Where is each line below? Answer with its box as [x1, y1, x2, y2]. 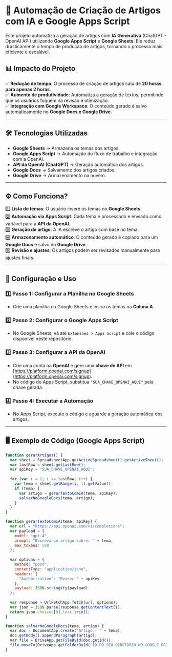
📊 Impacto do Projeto [5, 64, 76, 73]
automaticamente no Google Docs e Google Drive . [5, 109, 112, 115]
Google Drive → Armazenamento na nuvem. [12, 172, 106, 178]
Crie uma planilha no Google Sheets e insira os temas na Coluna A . [12, 304, 155, 310]
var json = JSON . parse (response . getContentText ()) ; [10, 604, 123, 610]
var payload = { [10, 528, 45, 534]
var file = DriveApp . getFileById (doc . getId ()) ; [10, 638, 114, 643]
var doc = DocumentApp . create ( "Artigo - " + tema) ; [10, 628, 123, 633]
